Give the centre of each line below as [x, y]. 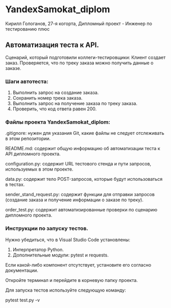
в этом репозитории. [28, 138]
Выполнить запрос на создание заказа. [56, 92]
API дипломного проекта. [33, 154]
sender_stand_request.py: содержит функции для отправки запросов [80, 195]
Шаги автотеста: [27, 81]
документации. [22, 270]
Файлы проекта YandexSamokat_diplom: [58, 122]
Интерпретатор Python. [38, 249]
